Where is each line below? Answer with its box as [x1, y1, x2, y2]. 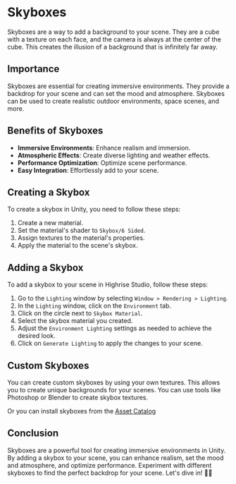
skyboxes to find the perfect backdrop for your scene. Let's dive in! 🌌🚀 [7, 468, 213, 477]
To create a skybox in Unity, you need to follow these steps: [7, 205, 181, 214]
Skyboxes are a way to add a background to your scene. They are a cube [7, 28, 220, 36]
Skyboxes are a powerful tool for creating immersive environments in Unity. [7, 446, 226, 454]
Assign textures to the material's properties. [17, 234, 145, 242]
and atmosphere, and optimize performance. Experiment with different [7, 461, 212, 469]
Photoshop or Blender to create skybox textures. [7, 393, 148, 401]
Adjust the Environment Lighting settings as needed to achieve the [17, 324, 212, 332]
